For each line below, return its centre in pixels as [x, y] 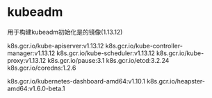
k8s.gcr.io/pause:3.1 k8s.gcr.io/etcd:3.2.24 [108, 60]
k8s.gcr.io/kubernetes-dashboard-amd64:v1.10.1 [76, 81]
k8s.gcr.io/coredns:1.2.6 [42, 68]
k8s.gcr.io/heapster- [176, 81]
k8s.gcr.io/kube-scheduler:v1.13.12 [106, 53]
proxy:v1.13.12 [27, 60]
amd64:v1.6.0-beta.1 [36, 88]
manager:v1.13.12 [31, 53]
